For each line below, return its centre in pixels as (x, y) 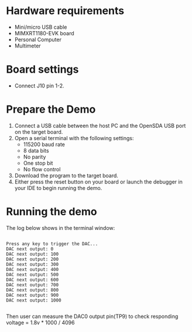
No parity (35, 157)
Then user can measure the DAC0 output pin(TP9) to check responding (92, 316)
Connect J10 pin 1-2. (39, 86)
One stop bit (38, 163)
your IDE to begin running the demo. (58, 188)
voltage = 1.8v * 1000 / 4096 (40, 322)
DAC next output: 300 (32, 264)
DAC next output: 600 (32, 280)
